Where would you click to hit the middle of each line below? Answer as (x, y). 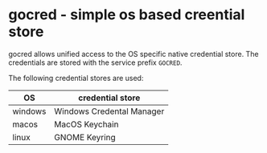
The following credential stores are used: (76, 78)
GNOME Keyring (85, 137)
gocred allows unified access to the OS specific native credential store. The (133, 54)
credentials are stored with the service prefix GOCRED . (95, 62)
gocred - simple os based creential (127, 15)
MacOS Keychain (86, 124)
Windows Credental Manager (109, 111)
